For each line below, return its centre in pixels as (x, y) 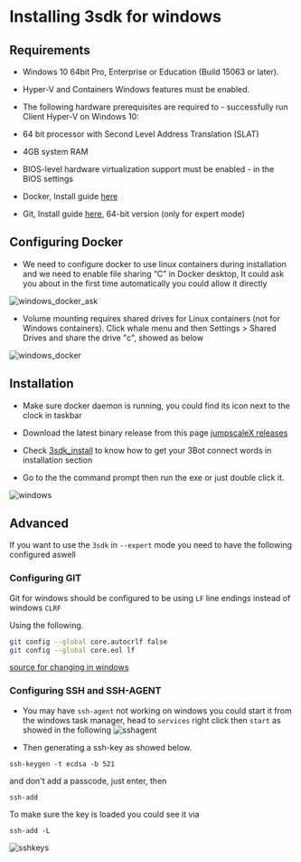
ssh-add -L (30, 830)
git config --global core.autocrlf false (89, 642)
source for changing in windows (69, 667)
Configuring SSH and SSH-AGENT (85, 691)
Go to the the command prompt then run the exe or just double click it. (153, 477)
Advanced (39, 524)
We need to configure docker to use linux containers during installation (155, 263)
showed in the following (66, 730)
